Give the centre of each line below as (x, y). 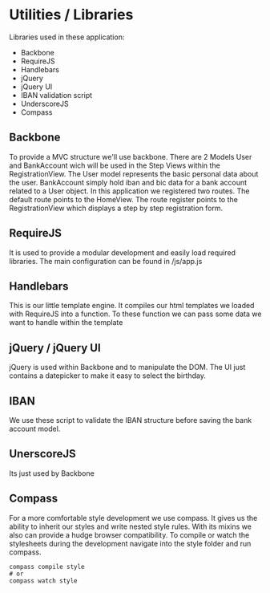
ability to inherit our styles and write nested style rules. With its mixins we (130, 526)
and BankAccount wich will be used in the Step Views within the (115, 165)
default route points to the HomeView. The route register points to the (124, 199)
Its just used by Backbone (52, 473)
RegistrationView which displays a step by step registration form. (116, 208)
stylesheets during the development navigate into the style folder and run (130, 543)
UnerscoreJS (43, 454)
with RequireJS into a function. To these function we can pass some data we (135, 314)
